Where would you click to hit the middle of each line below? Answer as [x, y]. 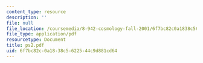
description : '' [27, 17]
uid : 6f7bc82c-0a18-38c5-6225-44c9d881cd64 [62, 51]
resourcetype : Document [36, 40]
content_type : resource [36, 12]
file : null [20, 23]
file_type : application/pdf [42, 34]
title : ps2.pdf [25, 46]
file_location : [25, 28]
